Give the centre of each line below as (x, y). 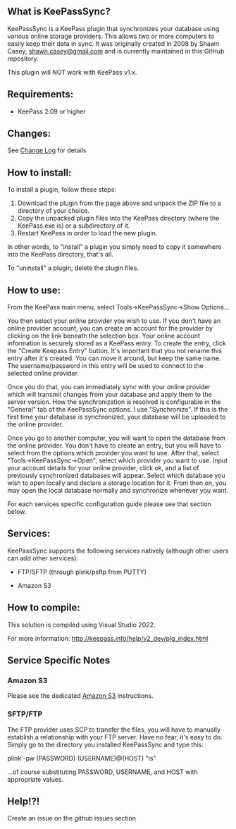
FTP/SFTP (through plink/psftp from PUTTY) (82, 572)
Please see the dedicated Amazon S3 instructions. (80, 696)
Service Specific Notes (59, 661)
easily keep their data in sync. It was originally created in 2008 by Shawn (113, 43)
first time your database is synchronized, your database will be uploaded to (117, 417)
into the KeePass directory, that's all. (61, 254)
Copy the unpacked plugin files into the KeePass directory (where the (118, 219)
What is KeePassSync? (59, 12)
